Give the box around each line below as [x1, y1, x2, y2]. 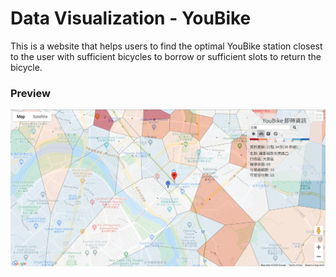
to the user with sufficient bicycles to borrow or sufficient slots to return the [10, 50, 322, 62]
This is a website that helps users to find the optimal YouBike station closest [10, 40, 323, 52]
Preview [10, 86, 51, 100]
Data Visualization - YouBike [10, 7, 252, 30]
